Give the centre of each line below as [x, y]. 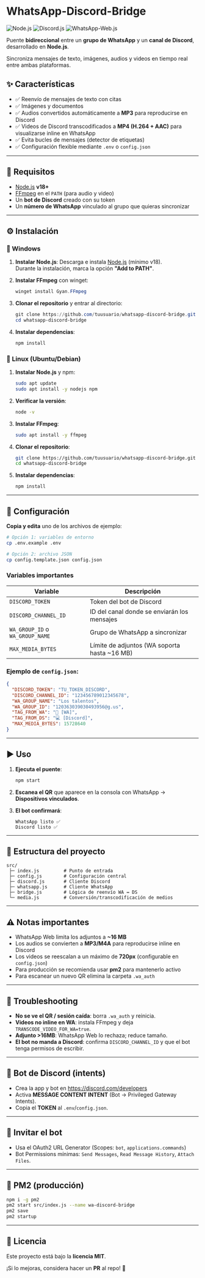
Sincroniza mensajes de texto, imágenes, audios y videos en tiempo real [97, 58]
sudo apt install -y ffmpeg [51, 435]
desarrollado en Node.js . [38, 47]
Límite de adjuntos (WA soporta [135, 645]
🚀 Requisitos [31, 172]
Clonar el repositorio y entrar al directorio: [69, 303]
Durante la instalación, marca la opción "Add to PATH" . [85, 268]
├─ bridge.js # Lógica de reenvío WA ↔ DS [73, 893]
